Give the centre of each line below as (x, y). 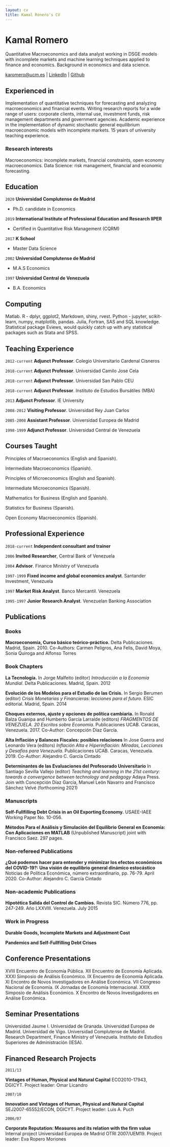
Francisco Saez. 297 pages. (34, 838)
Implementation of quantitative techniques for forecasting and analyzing (81, 103)
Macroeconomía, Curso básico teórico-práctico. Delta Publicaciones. (79, 643)
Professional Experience (45, 534)
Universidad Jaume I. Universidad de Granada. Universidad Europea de (80, 1026)
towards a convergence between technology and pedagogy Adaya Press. (83, 777)
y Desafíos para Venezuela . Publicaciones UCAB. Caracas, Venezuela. (79, 751)
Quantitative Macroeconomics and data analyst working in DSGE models (81, 54)
